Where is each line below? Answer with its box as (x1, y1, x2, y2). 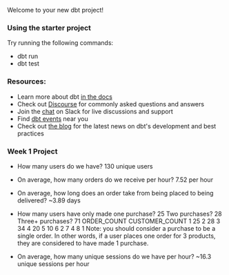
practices (17, 129, 45, 137)
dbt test (17, 59, 40, 68)
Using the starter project (7, 23, 92, 32)
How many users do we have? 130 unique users (17, 162, 153, 170)
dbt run (17, 52, 39, 61)
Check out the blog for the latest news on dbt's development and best (17, 122, 217, 130)
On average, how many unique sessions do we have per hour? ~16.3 (17, 252, 212, 260)
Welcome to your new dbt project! (7, 6, 104, 14)
